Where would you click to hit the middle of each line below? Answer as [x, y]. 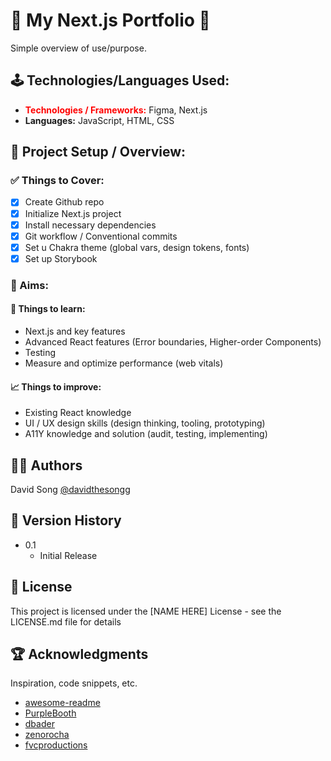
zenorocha [47, 735]
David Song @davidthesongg [70, 489]
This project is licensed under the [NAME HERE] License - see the [146, 611]
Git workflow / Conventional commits [101, 236]
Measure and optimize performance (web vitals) [124, 363]
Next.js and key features [75, 331]
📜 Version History [66, 520]
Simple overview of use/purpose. [78, 48]
